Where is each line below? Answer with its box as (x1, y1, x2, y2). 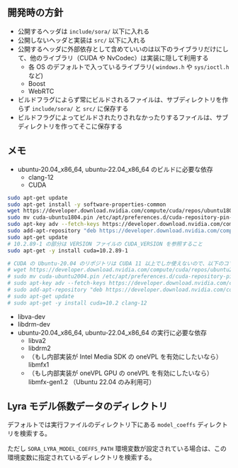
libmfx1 (28, 360, 50, 369)
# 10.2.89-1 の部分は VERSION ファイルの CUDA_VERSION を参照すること (7, 240, 203, 247)
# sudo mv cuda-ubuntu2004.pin (7, 273, 100, 281)
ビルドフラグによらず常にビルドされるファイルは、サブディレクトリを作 (17, 95, 229, 104)
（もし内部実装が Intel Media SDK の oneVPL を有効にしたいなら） (28, 352, 223, 361)
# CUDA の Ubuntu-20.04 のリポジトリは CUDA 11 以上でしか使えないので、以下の (7, 260, 224, 267)
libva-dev (17, 312, 46, 321)
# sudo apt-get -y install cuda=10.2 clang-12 (7, 299, 147, 307)
